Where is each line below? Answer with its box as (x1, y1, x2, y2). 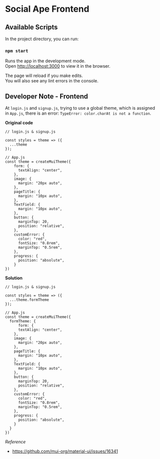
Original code (5, 120, 33, 126)
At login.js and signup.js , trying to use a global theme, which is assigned (5, 105, 156, 111)
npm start (5, 48, 28, 53)
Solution (5, 275, 23, 281)
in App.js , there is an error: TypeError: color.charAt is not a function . (5, 110, 152, 116)
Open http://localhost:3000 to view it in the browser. (5, 63, 111, 69)
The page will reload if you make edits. (5, 72, 83, 79)
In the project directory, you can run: (5, 36, 79, 42)
